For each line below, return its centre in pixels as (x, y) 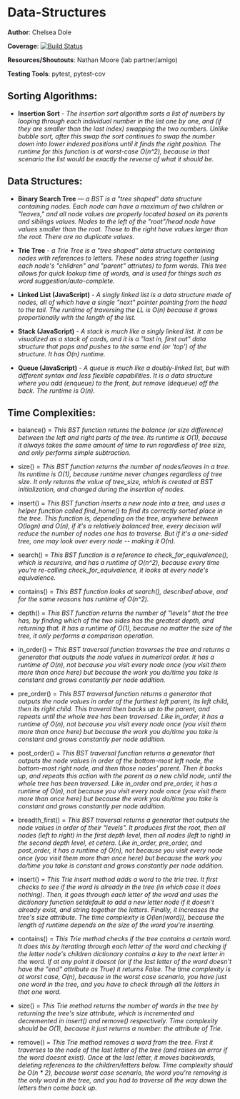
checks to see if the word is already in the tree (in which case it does (119, 887)
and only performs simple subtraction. (74, 453)
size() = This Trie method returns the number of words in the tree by (118, 1006)
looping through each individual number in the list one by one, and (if (120, 121)
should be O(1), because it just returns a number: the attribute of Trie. (120, 1028)
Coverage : (23, 46)
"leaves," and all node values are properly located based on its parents (123, 214)
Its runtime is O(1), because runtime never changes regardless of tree (120, 474)
